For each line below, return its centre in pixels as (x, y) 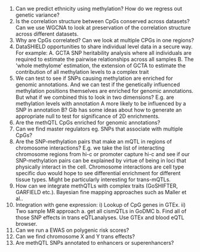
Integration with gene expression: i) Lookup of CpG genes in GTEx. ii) (100, 205)
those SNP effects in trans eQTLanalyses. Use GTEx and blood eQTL (100, 217)
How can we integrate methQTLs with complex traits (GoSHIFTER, (97, 186)
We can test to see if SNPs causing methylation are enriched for (94, 78)
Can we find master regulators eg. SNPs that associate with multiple (99, 129)
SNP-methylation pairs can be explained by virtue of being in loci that (101, 161)
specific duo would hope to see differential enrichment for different (98, 173)
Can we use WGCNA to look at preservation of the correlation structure (103, 27)
